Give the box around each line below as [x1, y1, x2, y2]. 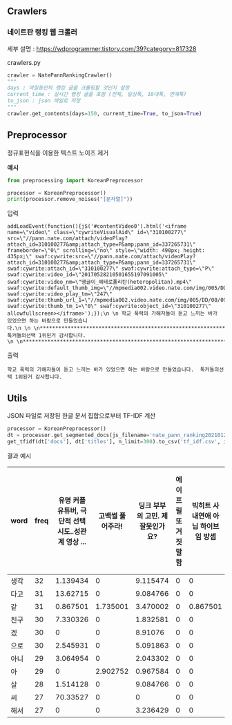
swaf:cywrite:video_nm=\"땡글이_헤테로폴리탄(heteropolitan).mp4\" [7, 279, 192, 286]
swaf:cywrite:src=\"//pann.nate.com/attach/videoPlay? [35, 253, 196, 260]
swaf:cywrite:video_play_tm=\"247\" [7, 291, 113, 298]
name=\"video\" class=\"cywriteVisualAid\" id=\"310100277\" [7, 229, 187, 236]
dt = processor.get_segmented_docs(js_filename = [7, 432, 150, 438]
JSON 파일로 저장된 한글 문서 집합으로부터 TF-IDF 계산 [7, 412, 156, 420]
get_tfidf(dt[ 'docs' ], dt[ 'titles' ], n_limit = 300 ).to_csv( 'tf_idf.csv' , [7, 438, 221, 445]
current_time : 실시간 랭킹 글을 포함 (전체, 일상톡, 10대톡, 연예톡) [7, 91, 187, 98]
